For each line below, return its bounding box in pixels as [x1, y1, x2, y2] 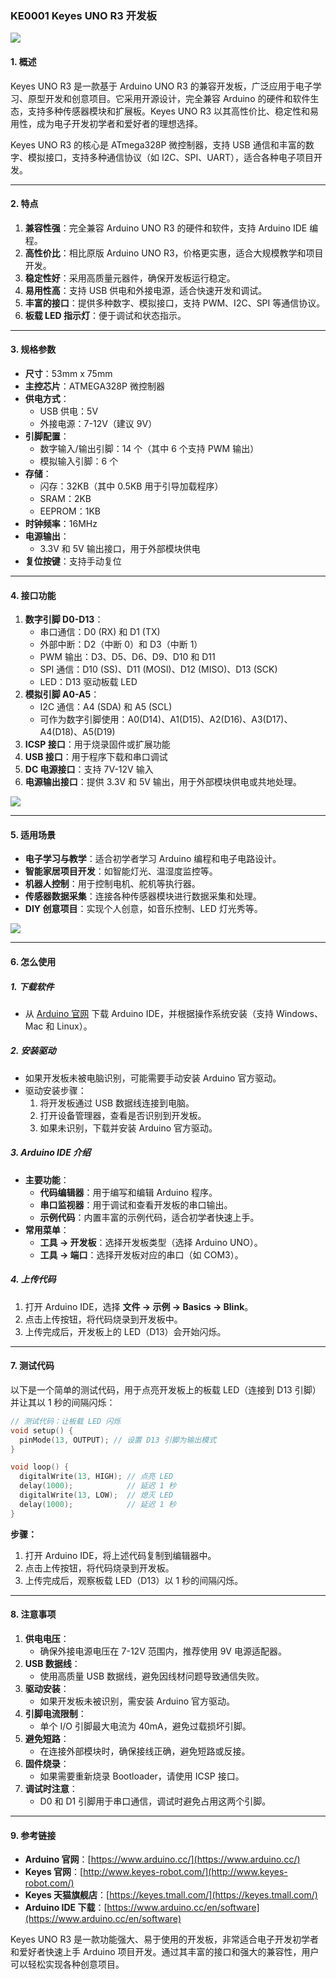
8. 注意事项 [10, 1608, 57, 1621]
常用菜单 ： [24, 1223, 70, 1236]
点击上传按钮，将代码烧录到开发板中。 [24, 1313, 183, 1325]
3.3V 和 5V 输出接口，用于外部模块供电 [39, 542, 201, 554]
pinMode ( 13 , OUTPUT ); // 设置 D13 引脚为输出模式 [19, 1435, 217, 1445]
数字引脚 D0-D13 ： [24, 613, 104, 626]
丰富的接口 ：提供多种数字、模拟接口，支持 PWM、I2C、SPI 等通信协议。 [24, 297, 326, 309]
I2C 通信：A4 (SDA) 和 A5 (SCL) [39, 701, 173, 713]
